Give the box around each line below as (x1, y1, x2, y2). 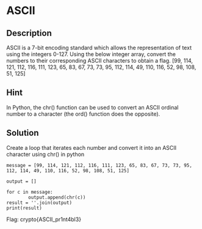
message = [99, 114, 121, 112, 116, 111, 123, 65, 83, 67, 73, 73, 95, (6, 162, 192, 168)
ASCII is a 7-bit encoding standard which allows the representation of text (6, 44, 192, 51)
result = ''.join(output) (6, 199, 72, 206)
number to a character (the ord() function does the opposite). (6, 110, 161, 118)
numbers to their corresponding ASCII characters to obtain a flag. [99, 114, (6, 57, 193, 64)
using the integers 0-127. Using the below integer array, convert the (6, 51, 176, 58)
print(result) (6, 205, 43, 211)
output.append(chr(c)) (28, 194, 86, 200)
